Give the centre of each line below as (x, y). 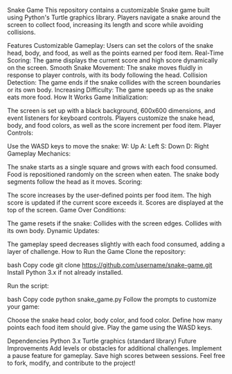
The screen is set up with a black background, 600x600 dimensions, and (111, 111)
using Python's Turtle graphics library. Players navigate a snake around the (114, 17)
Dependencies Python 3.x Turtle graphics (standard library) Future (102, 341)
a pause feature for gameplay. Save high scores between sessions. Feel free (116, 356)
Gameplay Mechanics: (39, 153)
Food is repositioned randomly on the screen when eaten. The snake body (113, 174)
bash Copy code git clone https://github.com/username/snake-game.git (110, 265)
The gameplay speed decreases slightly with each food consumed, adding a (116, 244)
